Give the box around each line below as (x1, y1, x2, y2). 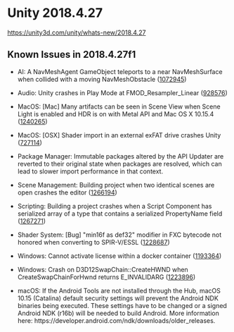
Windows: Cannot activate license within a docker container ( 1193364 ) (17, 252, 222, 260)
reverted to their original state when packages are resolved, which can (17, 159, 223, 168)
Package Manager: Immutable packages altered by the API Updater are (17, 152, 224, 160)
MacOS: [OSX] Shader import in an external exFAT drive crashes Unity (17, 130, 221, 139)
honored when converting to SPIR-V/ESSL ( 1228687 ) (17, 238, 170, 246)
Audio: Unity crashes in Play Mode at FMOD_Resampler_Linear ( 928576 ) (17, 88, 228, 97)
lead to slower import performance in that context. (17, 167, 164, 176)
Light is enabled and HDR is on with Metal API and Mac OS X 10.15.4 (17, 109, 214, 118)
